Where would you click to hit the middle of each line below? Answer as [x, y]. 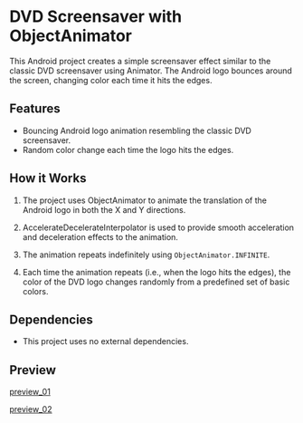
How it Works [48, 178]
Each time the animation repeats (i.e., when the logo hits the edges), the [156, 272]
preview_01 [30, 392]
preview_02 [31, 409]
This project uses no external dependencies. [105, 341]
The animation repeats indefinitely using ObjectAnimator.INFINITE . [146, 255]
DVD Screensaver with [96, 17]
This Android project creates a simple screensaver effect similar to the [140, 61]
